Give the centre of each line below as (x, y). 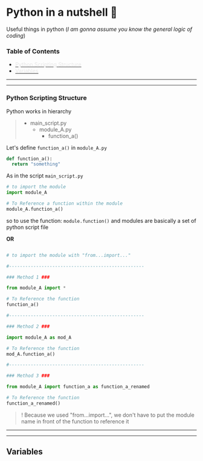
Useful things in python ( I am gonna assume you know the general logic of (99, 29)
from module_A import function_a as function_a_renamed (78, 387)
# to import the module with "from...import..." (69, 255)
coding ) (16, 35)
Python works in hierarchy (39, 111)
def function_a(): (29, 159)
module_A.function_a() (35, 209)
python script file (27, 227)
